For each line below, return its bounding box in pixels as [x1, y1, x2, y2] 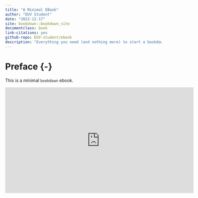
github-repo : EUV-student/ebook [5, 35, 72, 40]
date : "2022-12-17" [5, 16, 46, 21]
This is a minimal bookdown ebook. [5, 77, 73, 83]
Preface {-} [5, 61, 53, 72]
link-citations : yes [5, 30, 48, 35]
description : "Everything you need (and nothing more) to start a [5, 40, 145, 45]
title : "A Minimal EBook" [5, 7, 59, 12]
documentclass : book [5, 26, 48, 31]
